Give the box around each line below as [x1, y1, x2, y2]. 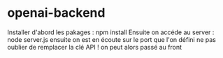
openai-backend [7, 5, 106, 21]
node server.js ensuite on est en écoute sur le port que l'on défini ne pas [7, 35, 217, 43]
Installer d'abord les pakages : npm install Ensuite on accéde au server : [7, 28, 215, 36]
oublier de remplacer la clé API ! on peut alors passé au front [7, 43, 182, 51]
